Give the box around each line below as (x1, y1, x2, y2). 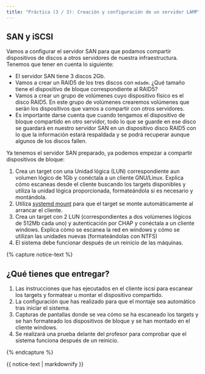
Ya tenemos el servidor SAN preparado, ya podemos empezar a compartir (6, 149, 193, 156)
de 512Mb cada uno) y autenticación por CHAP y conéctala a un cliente (15, 219, 195, 227)
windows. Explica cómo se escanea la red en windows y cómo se (15, 226, 180, 233)
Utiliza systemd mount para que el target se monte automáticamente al (15, 200, 193, 208)
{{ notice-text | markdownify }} (6, 361, 84, 368)
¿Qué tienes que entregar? (6, 268, 110, 279)
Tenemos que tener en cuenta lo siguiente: (6, 61, 114, 68)
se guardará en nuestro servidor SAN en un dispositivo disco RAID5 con (15, 125, 196, 132)
